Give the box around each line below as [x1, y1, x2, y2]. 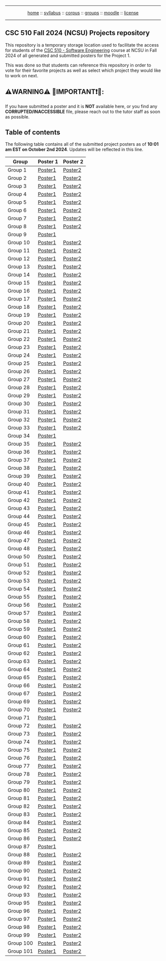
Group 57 [7, 610, 30, 617]
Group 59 [7, 625, 30, 632]
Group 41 [7, 489, 30, 496]
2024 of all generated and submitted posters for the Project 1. [5, 53, 131, 58]
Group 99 [7, 932, 30, 939]
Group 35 [7, 441, 30, 448]
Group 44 [7, 513, 30, 520]
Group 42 [7, 497, 30, 504]
